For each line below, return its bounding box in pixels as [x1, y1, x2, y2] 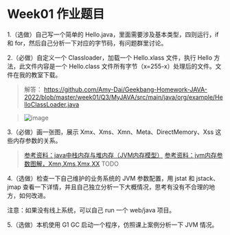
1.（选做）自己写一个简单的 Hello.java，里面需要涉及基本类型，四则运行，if [7, 30, 219, 38]
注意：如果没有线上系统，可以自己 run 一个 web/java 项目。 [7, 205, 176, 214]
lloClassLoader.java [23, 100, 80, 109]
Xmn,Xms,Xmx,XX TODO [47, 159, 119, 168]
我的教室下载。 [19, 70, 62, 79]
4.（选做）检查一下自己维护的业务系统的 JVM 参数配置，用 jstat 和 [7, 174, 195, 182]
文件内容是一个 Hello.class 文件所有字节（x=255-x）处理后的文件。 [25, 62, 216, 70]
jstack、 [196, 174, 220, 182]
